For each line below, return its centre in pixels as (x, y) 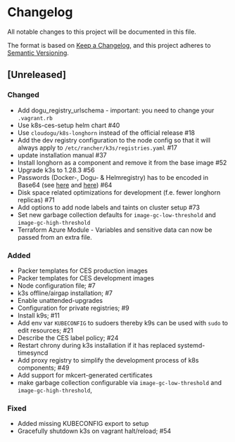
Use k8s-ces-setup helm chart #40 (69, 125)
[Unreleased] (37, 75)
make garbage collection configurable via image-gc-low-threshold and (119, 382)
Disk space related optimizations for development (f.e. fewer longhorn (119, 192)
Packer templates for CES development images (86, 278)
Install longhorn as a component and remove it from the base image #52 (122, 162)
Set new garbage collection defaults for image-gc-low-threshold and (116, 214)
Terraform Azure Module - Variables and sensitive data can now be (115, 230)
